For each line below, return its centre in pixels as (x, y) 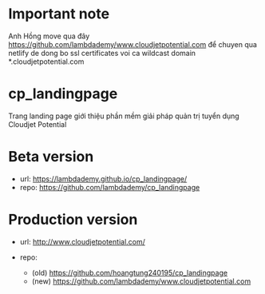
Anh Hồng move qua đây (49, 36)
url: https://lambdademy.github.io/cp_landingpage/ (103, 179)
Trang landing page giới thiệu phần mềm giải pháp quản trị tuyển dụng (124, 116)
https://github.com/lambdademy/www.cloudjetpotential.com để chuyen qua (133, 44)
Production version (73, 220)
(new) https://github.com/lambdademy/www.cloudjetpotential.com (141, 281)
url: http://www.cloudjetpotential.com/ (83, 241)
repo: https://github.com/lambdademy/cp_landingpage (110, 187)
